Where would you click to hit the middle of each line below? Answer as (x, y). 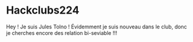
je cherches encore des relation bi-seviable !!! (62, 33)
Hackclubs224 (43, 10)
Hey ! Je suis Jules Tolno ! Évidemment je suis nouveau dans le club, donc (97, 27)
